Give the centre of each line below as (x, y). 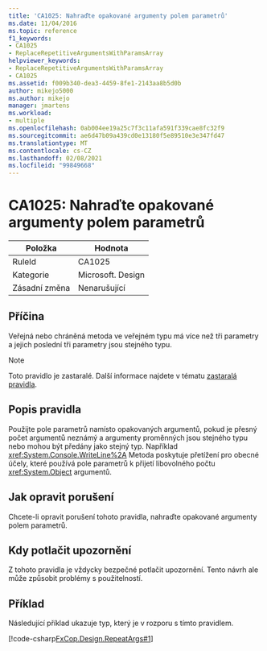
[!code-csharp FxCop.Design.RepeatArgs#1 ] (81, 639)
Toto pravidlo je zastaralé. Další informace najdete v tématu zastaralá (123, 375)
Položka (41, 248)
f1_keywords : (30, 38)
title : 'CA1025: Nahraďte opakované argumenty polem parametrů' (118, 16)
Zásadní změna (41, 288)
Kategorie (31, 275)
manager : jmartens (39, 106)
